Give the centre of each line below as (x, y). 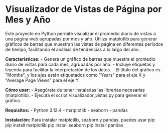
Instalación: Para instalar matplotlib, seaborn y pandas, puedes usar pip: (80, 120)
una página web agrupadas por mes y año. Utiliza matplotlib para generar (81, 39)
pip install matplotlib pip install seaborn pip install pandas (64, 125)
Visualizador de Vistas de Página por (83, 9)
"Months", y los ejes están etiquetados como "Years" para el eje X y (75, 75)
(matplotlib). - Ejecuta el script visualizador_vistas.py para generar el (76, 95)
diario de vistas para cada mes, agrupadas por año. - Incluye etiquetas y (80, 64)
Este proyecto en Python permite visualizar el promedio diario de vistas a (81, 33)
